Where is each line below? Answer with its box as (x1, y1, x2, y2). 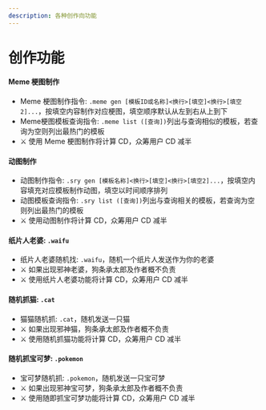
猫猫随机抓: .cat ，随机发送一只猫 (19, 314, 131, 324)
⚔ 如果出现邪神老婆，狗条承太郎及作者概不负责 (19, 265, 176, 275)
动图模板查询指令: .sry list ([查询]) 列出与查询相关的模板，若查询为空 (19, 195, 255, 205)
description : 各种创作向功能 (8, 11, 98, 20)
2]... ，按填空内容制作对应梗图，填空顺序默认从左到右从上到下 (19, 107, 228, 116)
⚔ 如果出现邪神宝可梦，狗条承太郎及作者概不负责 (19, 383, 183, 392)
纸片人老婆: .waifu (8, 235, 70, 245)
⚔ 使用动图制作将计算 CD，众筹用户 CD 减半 (19, 215, 167, 225)
